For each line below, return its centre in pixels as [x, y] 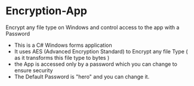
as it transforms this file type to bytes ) [62, 58]
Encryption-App [47, 11]
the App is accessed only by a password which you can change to [96, 64]
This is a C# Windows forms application [63, 45]
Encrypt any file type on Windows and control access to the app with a [93, 27]
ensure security [33, 70]
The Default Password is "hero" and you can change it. [82, 77]
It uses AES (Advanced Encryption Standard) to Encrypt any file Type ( [101, 51]
